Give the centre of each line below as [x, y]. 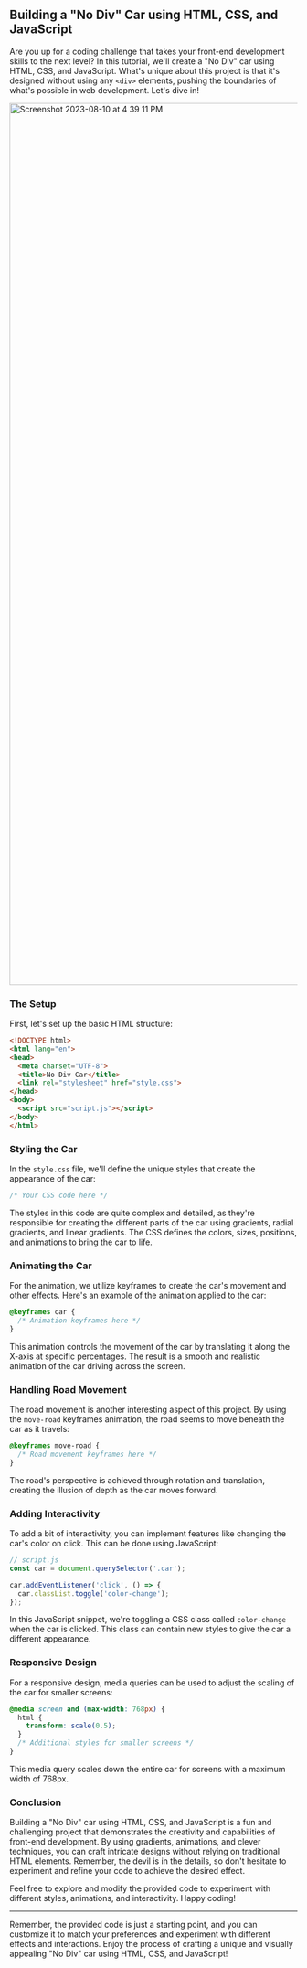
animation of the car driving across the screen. [97, 1365]
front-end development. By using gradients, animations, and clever [135, 1842]
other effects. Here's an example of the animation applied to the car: [138, 1295]
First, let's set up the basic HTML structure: [91, 1024]
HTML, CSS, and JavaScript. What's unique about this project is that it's [145, 70]
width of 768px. [39, 1779]
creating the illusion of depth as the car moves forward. [114, 1490]
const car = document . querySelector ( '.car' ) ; [97, 1568]
